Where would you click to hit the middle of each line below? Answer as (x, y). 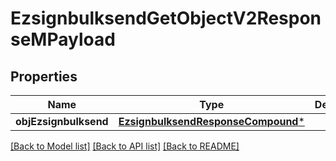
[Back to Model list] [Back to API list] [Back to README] (125, 146)
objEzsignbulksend (62, 121)
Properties (44, 76)
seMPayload (63, 39)
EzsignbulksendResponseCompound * (211, 121)
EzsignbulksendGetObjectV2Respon (166, 18)
